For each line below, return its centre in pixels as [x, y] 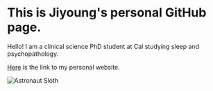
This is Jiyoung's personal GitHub [107, 13]
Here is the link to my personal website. [63, 67]
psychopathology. [33, 54]
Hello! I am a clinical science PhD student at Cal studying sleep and [103, 46]
